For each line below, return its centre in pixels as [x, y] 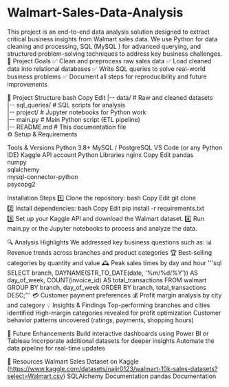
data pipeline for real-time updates [56, 348]
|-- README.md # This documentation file [67, 127]
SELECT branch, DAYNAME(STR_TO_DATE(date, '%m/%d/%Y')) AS [102, 273]
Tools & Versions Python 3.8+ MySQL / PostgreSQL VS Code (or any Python [115, 147]
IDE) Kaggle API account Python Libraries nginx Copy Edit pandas [100, 155]
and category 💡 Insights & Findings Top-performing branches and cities [109, 305]
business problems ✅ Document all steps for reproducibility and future [107, 76]
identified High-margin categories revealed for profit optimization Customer [114, 313]
